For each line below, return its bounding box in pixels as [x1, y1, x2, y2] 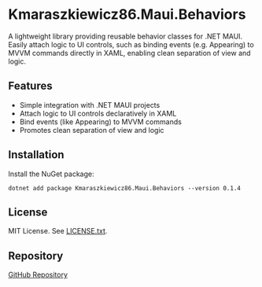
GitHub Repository [8, 270, 68, 280]
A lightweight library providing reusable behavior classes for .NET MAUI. [8, 31, 243, 41]
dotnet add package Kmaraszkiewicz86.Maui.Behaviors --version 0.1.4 [8, 184, 242, 192]
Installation [8, 148, 65, 162]
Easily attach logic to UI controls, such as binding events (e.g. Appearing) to [8, 39, 254, 49]
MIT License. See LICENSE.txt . [8, 226, 108, 236]
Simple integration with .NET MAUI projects [19, 100, 161, 109]
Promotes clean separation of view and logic [19, 125, 164, 134]
